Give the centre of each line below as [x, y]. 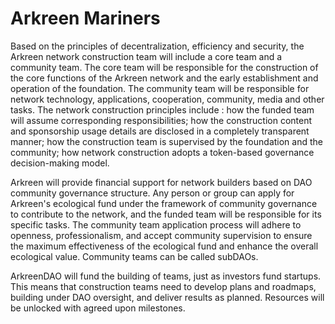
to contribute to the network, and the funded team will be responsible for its [166, 214]
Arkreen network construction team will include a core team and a [146, 56]
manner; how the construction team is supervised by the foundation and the [166, 141]
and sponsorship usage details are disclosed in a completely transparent [160, 131]
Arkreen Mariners [85, 18]
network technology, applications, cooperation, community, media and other [167, 99]
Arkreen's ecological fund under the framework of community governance [164, 203]
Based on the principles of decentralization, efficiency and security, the [157, 46]
